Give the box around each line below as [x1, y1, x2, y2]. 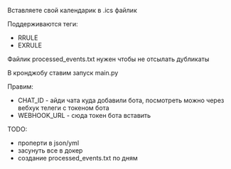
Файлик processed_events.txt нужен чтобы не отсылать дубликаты [7, 55, 210, 63]
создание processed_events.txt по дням [17, 154, 138, 162]
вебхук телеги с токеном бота [17, 104, 109, 112]
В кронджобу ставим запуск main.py [7, 69, 119, 77]
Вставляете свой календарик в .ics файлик [7, 6, 137, 14]
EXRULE [17, 41, 43, 49]
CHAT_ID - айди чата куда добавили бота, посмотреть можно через [17, 96, 225, 104]
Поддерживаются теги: [7, 20, 78, 28]
